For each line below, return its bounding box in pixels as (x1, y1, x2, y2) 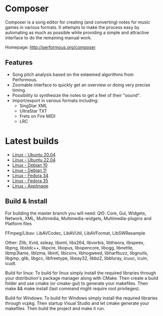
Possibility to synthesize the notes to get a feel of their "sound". (12, 92, 141, 98)
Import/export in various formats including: (12, 97, 99, 103)
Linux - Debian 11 (12, 167, 47, 173)
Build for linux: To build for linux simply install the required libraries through (5, 270, 157, 276)
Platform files (5, 220, 32, 226)
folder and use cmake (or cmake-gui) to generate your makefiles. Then (5, 280, 148, 286)
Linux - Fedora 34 (12, 172, 49, 178)
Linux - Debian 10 (12, 162, 48, 168)
